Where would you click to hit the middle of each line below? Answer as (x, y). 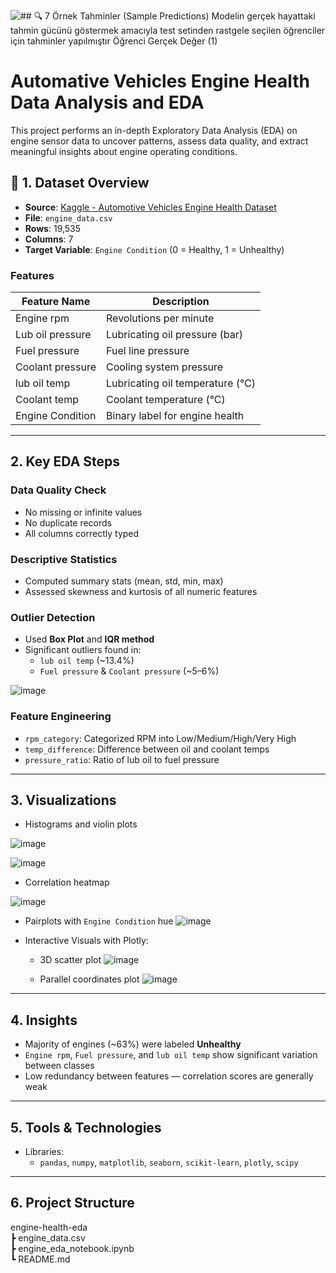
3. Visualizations (63, 800)
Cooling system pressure (165, 367)
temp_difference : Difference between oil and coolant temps (147, 749)
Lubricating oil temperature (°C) (181, 383)
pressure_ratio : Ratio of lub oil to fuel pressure (122, 759)
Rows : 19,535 (53, 228)
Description (181, 302)
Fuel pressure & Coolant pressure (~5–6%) (129, 671)
